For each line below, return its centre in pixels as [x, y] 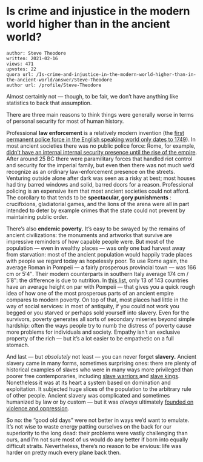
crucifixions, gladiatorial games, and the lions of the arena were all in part [98, 204]
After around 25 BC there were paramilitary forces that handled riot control [99, 159]
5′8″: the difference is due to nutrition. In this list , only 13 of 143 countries [98, 280]
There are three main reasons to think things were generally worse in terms [100, 114]
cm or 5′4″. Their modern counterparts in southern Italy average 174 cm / [98, 274]
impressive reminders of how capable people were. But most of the [90, 241]
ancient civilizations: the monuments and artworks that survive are [89, 235]
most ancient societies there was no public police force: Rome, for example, [101, 146]
